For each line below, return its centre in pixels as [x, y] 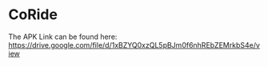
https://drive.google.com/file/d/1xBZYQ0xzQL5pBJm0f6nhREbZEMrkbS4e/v [134, 45]
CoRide [33, 15]
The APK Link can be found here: [63, 37]
